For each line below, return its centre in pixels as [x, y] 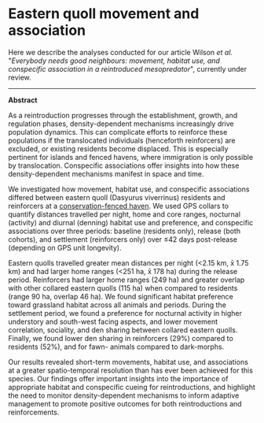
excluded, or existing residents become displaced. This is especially [118, 148]
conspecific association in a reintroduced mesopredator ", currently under [128, 69]
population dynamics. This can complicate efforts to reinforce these [118, 132]
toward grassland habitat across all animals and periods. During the [117, 305]
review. [20, 77]
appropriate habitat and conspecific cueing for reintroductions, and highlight [132, 387]
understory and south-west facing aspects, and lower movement [113, 321]
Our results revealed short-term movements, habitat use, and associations [128, 362]
